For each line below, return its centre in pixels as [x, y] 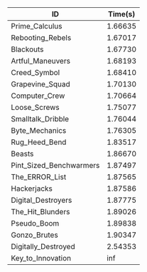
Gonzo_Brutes [34, 235]
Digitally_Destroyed [43, 247]
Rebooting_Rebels [41, 37]
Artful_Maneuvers [41, 61]
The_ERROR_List [39, 177]
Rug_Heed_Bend [39, 142]
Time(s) [121, 14]
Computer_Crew [38, 96]
